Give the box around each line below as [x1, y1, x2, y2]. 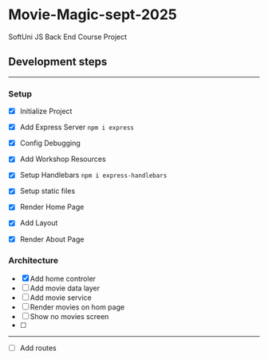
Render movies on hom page [30, 302, 125, 312]
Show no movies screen [30, 311, 109, 321]
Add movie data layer [30, 283, 100, 293]
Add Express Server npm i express [19, 122, 134, 132]
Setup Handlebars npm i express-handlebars [19, 170, 167, 180]
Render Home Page [19, 202, 85, 212]
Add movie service [30, 293, 92, 302]
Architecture [8, 254, 59, 266]
